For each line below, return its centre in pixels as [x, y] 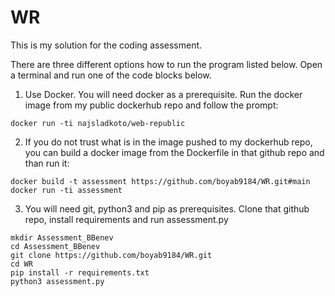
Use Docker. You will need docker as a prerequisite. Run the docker [163, 94]
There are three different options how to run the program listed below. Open [166, 64]
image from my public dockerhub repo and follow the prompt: [151, 105]
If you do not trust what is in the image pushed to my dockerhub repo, [168, 142]
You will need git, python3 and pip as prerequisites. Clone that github [167, 208]
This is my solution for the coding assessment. [106, 45]
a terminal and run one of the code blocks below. [111, 75]
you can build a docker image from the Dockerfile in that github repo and [174, 152]
